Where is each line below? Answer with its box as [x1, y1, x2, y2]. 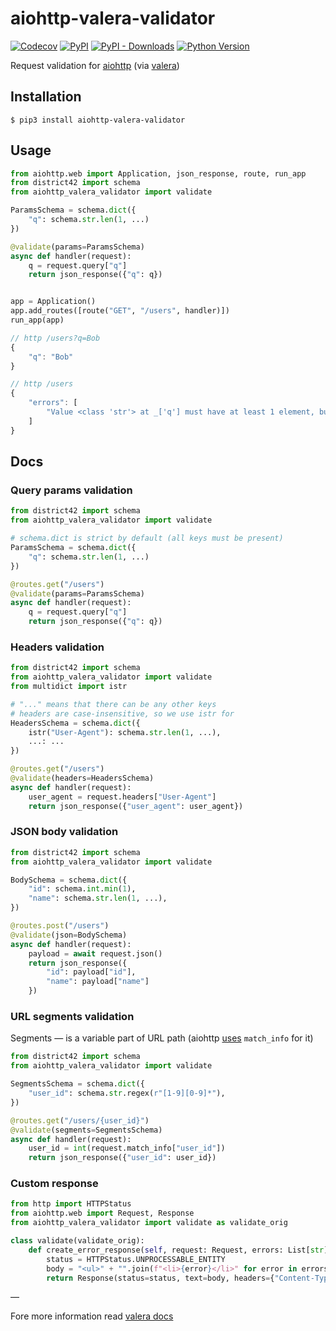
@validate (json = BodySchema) [10, 930, 128, 940]
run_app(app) [10, 315, 65, 326]
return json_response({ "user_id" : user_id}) [28, 1153, 217, 1163]
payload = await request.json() [28, 948, 163, 959]
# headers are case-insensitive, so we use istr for [10, 708, 235, 719]
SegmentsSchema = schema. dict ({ [10, 1079, 145, 1089]
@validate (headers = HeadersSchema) [10, 773, 155, 784]
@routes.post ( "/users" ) [10, 921, 110, 931]
